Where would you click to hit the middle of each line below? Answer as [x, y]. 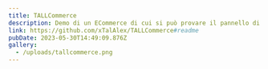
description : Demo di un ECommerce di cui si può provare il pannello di [134, 23]
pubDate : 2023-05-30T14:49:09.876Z [68, 38]
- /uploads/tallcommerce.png [64, 52]
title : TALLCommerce [43, 15]
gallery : [23, 45]
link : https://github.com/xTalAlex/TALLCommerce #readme [104, 30]
